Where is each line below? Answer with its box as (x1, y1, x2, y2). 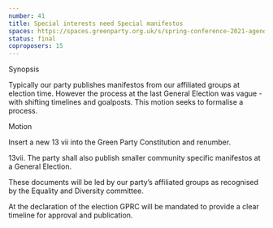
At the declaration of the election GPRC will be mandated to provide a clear (8, 202, 260, 212)
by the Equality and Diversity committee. (8, 186, 144, 196)
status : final (8, 34, 57, 43)
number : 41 (8, 11, 45, 20)
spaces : (8, 27, 35, 35)
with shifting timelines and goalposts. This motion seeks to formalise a (8, 97, 244, 107)
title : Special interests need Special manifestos (8, 19, 184, 28)
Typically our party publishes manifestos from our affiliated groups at (8, 80, 240, 90)
